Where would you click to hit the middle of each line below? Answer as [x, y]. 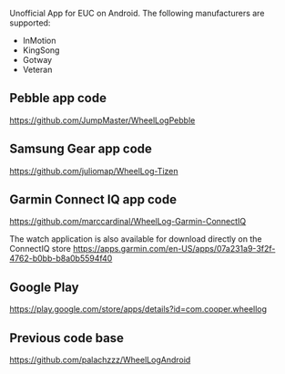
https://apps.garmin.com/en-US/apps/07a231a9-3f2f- [174, 249]
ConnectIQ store [40, 249]
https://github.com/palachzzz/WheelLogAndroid [100, 360]
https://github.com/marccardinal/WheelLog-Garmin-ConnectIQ [128, 222]
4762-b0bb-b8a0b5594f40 [61, 258]
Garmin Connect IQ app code [93, 200]
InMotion [39, 41]
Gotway [37, 60]
